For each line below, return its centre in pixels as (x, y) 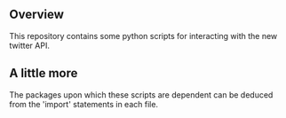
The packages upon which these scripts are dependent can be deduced (141, 94)
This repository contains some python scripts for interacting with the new (143, 35)
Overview (37, 15)
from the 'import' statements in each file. (83, 104)
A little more (44, 73)
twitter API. (30, 45)
